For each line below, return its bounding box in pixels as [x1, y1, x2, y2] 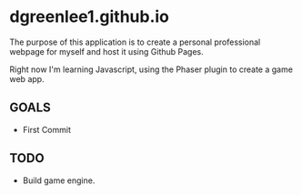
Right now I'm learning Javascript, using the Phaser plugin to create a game [9, 64, 294, 75]
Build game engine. [22, 175, 96, 186]
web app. [9, 73, 45, 84]
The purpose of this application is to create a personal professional [9, 36, 261, 47]
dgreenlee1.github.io [9, 6, 170, 27]
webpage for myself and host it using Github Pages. [9, 46, 204, 56]
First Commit [22, 124, 71, 135]
